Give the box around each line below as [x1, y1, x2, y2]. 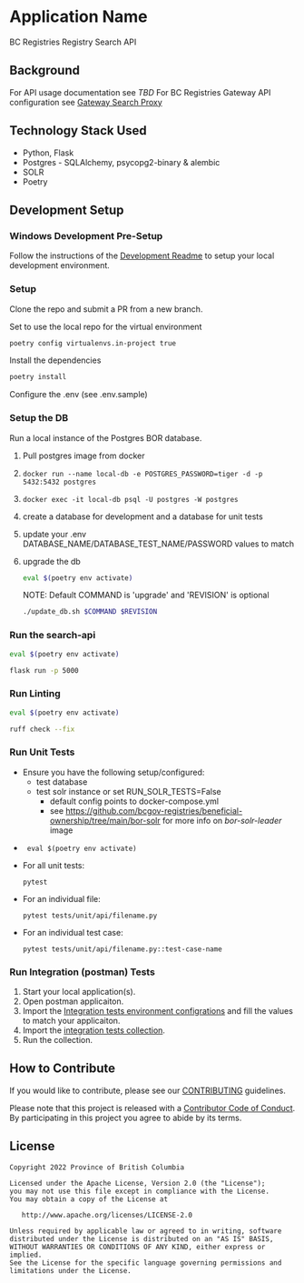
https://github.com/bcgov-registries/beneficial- [65, 805, 243, 816]
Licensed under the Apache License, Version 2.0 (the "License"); [9, 1178, 266, 1188]
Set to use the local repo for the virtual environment [9, 321, 202, 332]
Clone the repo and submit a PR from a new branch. [9, 303, 203, 315]
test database [35, 776, 88, 787]
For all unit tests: [22, 859, 85, 870]
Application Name [9, 6, 148, 27]
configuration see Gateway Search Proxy [9, 96, 163, 107]
